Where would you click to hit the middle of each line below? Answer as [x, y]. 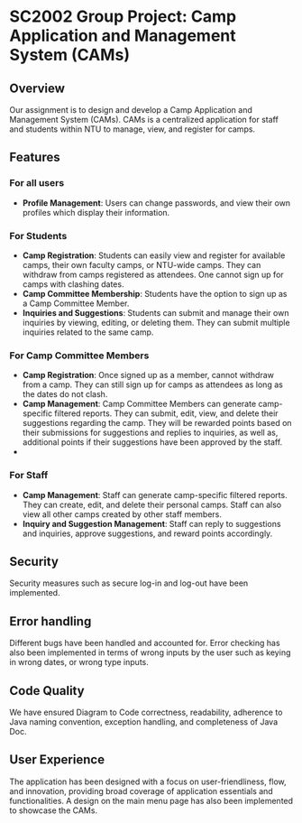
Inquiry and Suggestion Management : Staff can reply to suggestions [151, 523]
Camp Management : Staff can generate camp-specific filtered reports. [155, 495]
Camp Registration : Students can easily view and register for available [154, 255]
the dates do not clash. [65, 394]
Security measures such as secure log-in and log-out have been [129, 583]
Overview [37, 88]
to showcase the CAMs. [53, 810]
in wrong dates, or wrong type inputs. [79, 662]
